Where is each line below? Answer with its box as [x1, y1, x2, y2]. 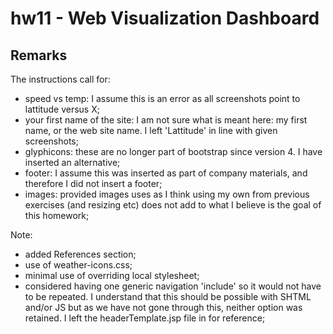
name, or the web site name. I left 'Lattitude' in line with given [24, 125, 278, 136]
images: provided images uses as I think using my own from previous [24, 188, 310, 200]
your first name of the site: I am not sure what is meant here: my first [24, 114, 308, 126]
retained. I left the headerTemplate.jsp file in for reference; [24, 312, 266, 324]
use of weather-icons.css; [24, 259, 133, 271]
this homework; [24, 210, 90, 221]
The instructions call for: [10, 73, 111, 85]
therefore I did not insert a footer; [24, 178, 163, 189]
